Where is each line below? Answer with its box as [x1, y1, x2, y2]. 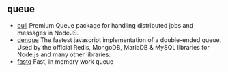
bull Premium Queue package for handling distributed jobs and [16, 21, 193, 29]
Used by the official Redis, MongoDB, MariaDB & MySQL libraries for [16, 43, 210, 51]
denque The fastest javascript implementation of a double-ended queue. [16, 35, 222, 44]
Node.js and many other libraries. [16, 50, 111, 58]
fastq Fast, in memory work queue [16, 57, 114, 65]
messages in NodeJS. [16, 29, 79, 37]
